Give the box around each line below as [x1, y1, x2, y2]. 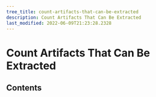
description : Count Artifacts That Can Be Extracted [6, 14, 142, 20]
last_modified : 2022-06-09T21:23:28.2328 [6, 20, 112, 26]
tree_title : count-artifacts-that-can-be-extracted [6, 8, 139, 15]
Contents [6, 83, 42, 93]
